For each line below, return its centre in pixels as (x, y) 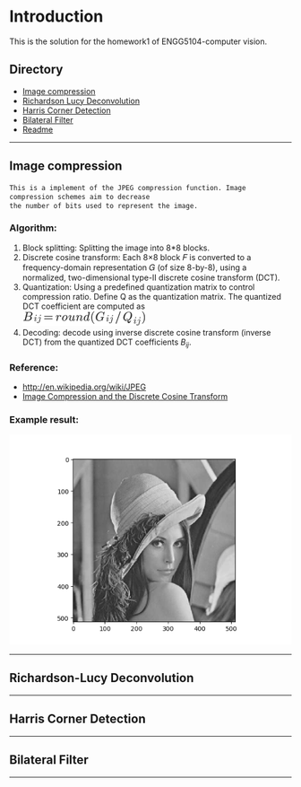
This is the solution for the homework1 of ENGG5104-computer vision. (138, 41)
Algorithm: (33, 228)
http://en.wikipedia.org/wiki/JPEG (84, 387)
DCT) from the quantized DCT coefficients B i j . (107, 343)
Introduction (56, 17)
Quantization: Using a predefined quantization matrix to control (138, 287)
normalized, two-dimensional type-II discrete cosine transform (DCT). (151, 277)
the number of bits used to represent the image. (104, 205)
